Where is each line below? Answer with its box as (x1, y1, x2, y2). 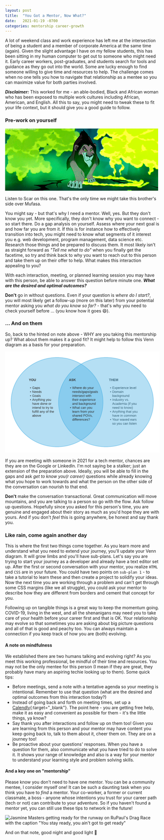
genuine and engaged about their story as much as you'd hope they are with (5, 509, 160, 515)
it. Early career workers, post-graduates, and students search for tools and (5, 59, 156, 64)
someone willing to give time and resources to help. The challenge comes (5, 69, 154, 75)
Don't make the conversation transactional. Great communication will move (5, 494, 157, 499)
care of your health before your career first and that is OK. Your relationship (5, 615, 158, 621)
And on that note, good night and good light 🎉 (5, 829, 97, 835)
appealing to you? (5, 262, 41, 268)
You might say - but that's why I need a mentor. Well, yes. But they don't (5, 210, 151, 216)
